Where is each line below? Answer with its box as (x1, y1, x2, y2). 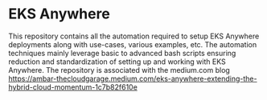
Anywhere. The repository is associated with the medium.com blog (8, 65, 231, 74)
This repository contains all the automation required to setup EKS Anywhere (8, 31, 260, 41)
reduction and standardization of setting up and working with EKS (8, 57, 227, 66)
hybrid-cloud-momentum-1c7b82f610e (8, 82, 138, 92)
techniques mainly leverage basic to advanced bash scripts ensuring (8, 48, 236, 58)
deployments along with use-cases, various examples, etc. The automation (8, 39, 257, 49)
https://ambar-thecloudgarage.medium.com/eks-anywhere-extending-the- (8, 74, 257, 83)
